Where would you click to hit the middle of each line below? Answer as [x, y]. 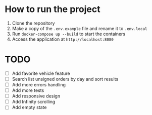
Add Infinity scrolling [34, 102]
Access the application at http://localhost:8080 [63, 39]
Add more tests [28, 90]
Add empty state [29, 107]
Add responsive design [36, 96]
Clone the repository [33, 23]
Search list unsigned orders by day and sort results [65, 79]
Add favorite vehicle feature [41, 73]
